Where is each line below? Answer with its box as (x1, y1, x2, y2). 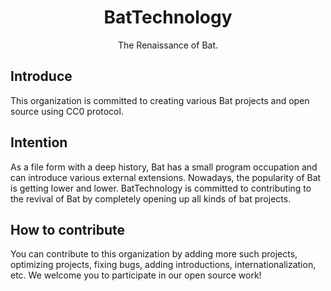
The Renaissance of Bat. (117, 39, 219, 51)
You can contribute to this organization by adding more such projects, (10, 248, 298, 260)
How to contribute (10, 221, 126, 238)
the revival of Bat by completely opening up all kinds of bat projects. (10, 192, 292, 205)
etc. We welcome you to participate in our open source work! (10, 269, 262, 281)
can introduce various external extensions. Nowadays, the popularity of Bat (10, 171, 322, 183)
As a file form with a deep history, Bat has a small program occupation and (10, 161, 318, 173)
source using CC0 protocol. (10, 105, 124, 117)
